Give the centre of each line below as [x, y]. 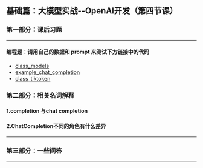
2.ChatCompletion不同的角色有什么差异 [56, 126]
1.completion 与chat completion [47, 111]
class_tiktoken [33, 78]
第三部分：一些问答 [34, 150]
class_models [32, 66]
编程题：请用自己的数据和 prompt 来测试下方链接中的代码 [78, 52]
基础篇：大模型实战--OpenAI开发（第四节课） [92, 11]
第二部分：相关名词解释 [40, 95]
